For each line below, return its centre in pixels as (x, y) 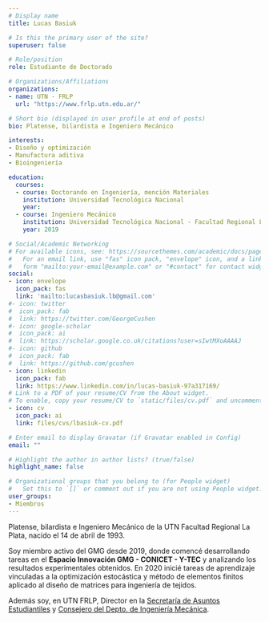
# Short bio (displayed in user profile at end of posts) (107, 118)
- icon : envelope (37, 282)
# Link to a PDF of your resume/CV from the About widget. (109, 393)
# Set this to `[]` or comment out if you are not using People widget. (136, 489)
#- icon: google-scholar (50, 326)
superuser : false (37, 45)
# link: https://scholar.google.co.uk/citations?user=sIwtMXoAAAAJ (125, 341)
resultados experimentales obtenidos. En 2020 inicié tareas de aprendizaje (132, 567)
